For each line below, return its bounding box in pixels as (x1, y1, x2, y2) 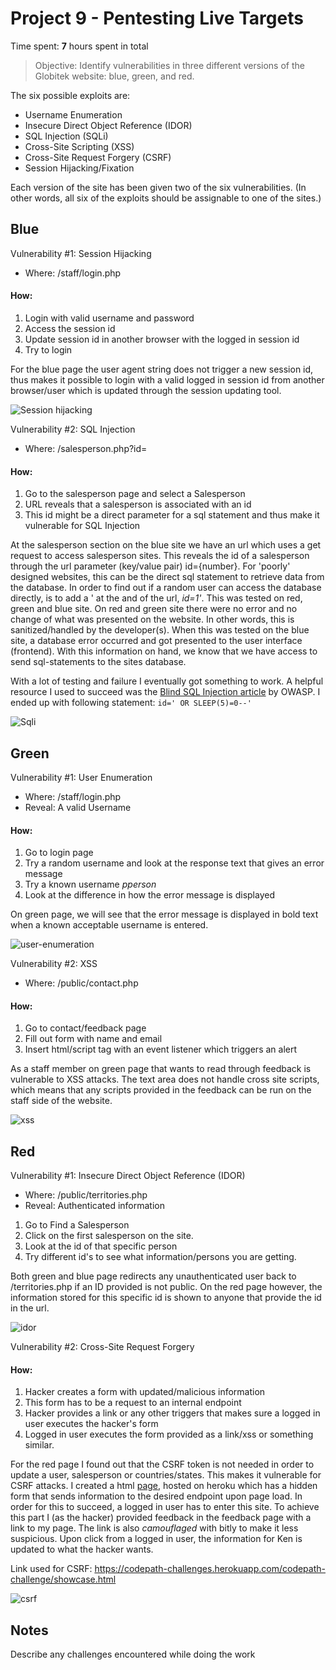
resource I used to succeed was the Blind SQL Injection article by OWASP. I (10, 686, 321, 698)
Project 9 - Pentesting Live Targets (10, 7, 304, 30)
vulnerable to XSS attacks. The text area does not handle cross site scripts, (10, 1073, 320, 1086)
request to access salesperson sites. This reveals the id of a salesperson (10, 550, 310, 562)
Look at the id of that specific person (24, 1240, 178, 1252)
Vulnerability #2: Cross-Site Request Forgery (10, 1341, 195, 1353)
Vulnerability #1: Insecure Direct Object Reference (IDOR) (10, 1170, 246, 1182)
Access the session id (24, 322, 116, 334)
